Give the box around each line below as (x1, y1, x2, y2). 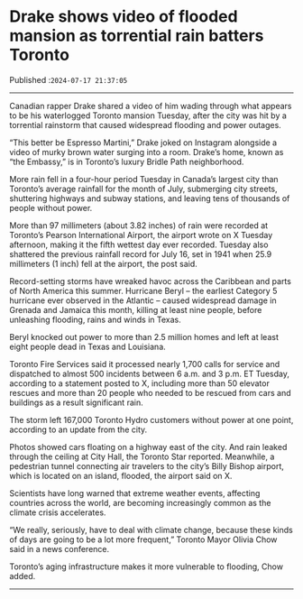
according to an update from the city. (9, 424, 148, 435)
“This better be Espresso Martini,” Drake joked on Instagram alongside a (9, 137, 278, 148)
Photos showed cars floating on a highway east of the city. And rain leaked (9, 441, 288, 452)
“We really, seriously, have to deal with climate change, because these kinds (9, 524, 293, 535)
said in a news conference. (9, 543, 110, 554)
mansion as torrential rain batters (9, 25, 264, 46)
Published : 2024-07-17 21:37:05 (9, 74, 128, 85)
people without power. (9, 202, 93, 213)
